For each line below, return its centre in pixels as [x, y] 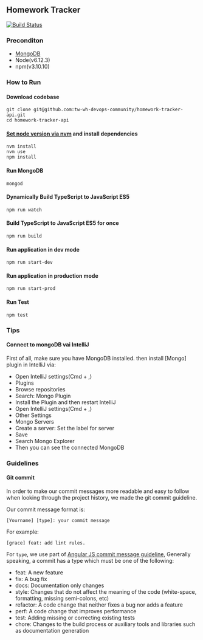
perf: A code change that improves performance [76, 611]
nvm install [21, 146]
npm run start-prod [31, 289]
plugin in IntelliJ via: [31, 365]
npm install [21, 157]
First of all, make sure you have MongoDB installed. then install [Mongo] [96, 358]
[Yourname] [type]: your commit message [58, 520]
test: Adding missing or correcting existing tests [75, 618]
